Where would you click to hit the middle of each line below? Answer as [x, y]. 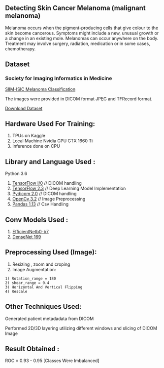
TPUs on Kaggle [29, 136]
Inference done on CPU [36, 146]
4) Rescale [16, 291]
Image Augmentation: [34, 269]
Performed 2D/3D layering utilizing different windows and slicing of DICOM [81, 328]
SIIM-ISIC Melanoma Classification [40, 89]
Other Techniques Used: [43, 307]
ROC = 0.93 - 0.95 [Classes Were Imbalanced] [52, 361]
